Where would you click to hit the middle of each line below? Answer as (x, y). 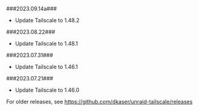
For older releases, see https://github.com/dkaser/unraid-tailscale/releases (99, 102)
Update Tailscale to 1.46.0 (47, 90)
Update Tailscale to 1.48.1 (46, 43)
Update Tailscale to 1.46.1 (46, 67)
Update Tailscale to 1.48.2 (47, 20)
